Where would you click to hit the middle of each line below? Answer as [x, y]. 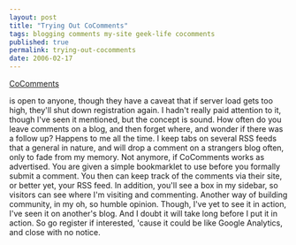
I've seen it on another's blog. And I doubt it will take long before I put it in [144, 214]
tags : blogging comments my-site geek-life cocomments [112, 34]
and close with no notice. [55, 232]
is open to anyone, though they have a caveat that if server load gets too [141, 101]
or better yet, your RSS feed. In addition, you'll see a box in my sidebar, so [144, 185]
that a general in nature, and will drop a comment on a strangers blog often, [147, 148]
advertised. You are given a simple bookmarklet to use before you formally [145, 166]
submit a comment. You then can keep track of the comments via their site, [146, 176]
